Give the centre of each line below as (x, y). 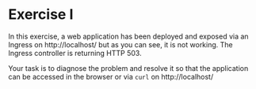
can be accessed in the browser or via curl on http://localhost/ (111, 76)
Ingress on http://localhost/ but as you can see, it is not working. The (120, 44)
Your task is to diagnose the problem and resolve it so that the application (128, 68)
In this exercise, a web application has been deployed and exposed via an (128, 36)
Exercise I (41, 15)
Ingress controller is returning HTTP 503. (75, 53)
